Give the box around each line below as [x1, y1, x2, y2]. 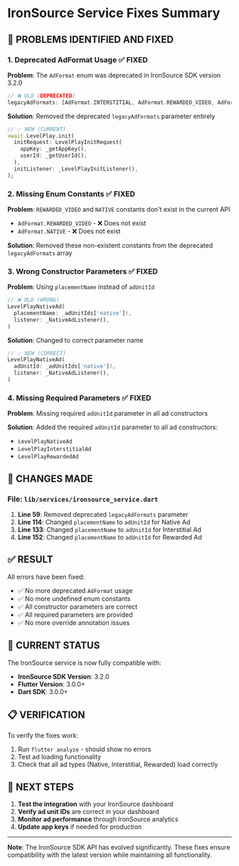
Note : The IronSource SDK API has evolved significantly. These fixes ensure [7, 843, 230, 852]
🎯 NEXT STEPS [7, 780, 74, 793]
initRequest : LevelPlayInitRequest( [14, 139, 122, 146]
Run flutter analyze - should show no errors [17, 745, 152, 753]
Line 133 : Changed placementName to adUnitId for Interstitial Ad [17, 525, 201, 534]
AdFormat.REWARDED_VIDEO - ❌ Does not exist [17, 219, 147, 227]
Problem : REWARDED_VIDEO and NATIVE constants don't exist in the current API [7, 205, 230, 213]
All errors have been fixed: [7, 572, 85, 581]
